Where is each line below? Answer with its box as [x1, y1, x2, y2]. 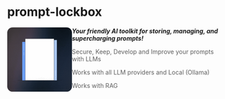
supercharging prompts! [72, 34, 144, 42]
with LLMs [72, 54, 101, 63]
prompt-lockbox [7, 4, 102, 20]
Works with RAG [72, 81, 119, 89]
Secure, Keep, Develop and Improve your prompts [72, 47, 214, 56]
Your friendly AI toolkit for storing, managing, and [72, 27, 219, 35]
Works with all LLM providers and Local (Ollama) [72, 68, 210, 76]
